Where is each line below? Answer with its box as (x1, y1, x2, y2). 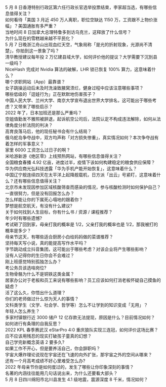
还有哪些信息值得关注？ (13, 178, 62, 184)
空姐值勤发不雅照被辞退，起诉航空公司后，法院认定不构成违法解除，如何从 (5, 116, 157, 122)
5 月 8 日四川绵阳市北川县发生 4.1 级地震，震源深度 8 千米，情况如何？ (5, 377, 148, 382)
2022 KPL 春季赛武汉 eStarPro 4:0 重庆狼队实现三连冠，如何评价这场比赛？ (5, 327, 159, 332)
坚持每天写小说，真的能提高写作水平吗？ (5, 240, 87, 246)
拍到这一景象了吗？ (20, 48, 59, 54)
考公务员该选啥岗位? (5, 265, 47, 270)
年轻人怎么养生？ (5, 308, 40, 314)
